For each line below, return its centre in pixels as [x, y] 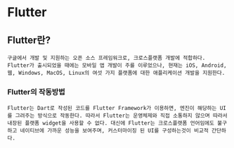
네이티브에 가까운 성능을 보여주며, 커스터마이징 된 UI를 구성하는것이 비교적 [114, 131]
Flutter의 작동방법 [36, 92]
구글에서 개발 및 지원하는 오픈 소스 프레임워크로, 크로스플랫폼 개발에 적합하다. [106, 58]
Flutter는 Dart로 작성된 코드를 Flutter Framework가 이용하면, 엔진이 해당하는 [112, 109]
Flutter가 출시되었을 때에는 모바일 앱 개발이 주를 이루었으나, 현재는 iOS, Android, [117, 66]
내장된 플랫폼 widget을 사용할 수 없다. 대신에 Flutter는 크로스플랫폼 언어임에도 [111, 123]
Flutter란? [29, 40]
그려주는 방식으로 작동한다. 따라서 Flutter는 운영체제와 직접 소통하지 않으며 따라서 [121, 116]
